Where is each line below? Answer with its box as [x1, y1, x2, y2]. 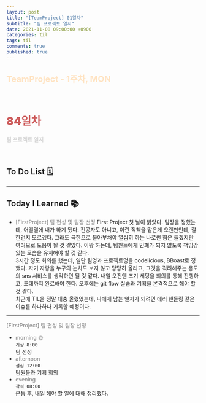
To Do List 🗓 [6, 166, 54, 177]
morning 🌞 [15, 334, 44, 342]
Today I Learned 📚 [6, 198, 80, 209]
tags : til [6, 37, 32, 44]
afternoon [15, 355, 40, 362]
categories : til [6, 32, 48, 38]
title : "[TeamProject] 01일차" [6, 15, 84, 21]
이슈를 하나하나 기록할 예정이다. [15, 303, 91, 310]
